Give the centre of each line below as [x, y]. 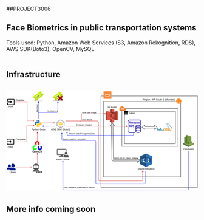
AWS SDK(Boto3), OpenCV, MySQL [50, 49]
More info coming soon [51, 209]
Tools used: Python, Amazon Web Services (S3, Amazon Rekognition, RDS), [101, 43]
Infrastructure [33, 74]
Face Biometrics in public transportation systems [101, 28]
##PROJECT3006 [29, 9]
